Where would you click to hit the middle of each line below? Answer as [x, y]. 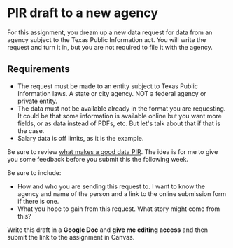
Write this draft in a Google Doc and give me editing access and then [108, 230]
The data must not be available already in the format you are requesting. [121, 108]
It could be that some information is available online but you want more [120, 116]
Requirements [38, 69]
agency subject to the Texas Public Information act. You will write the [107, 39]
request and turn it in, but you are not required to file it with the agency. [110, 47]
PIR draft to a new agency [83, 13]
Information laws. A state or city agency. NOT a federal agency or [112, 93]
